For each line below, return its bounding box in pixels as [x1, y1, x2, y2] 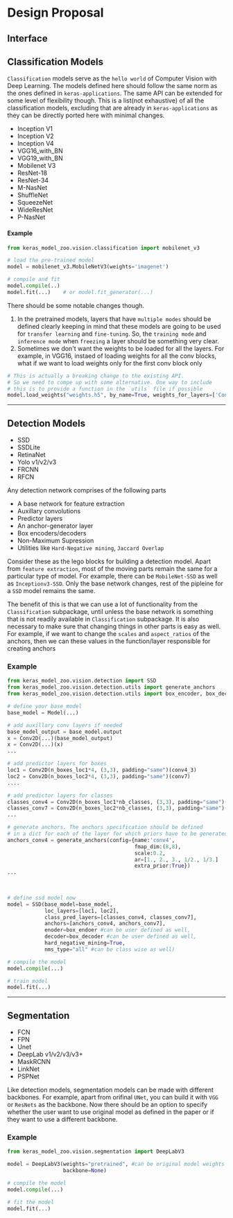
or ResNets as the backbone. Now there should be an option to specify [7, 1101, 208, 1109]
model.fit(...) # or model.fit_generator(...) [7, 289, 154, 295]
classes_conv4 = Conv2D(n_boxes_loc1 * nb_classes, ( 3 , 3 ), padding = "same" [7, 798, 222, 805]
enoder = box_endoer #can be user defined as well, [44, 927, 191, 934]
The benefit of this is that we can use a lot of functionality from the [7, 600, 198, 608]
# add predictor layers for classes [7, 792, 113, 799]
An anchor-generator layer [17, 522, 94, 530]
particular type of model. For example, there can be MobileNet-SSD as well [7, 572, 218, 581]
